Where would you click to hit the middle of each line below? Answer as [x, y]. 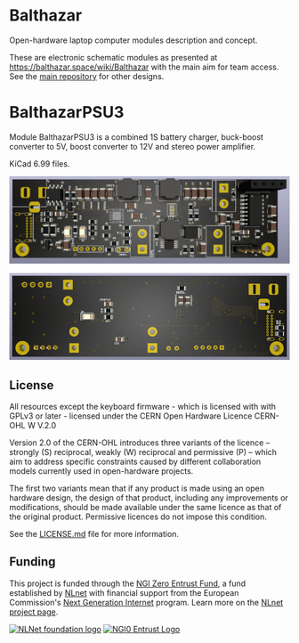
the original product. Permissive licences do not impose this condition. [138, 517]
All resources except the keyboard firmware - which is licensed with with [143, 407]
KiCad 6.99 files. [40, 163]
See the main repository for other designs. [87, 76]
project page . [34, 612]
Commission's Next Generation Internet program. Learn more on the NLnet [146, 602]
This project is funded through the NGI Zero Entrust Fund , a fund [128, 583]
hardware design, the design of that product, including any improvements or [149, 498]
